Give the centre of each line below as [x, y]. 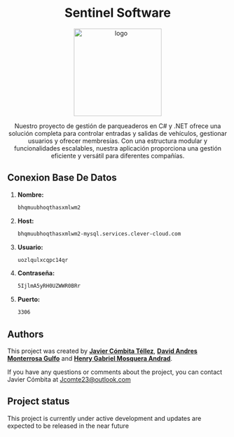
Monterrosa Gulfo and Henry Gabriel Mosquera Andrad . [90, 358]
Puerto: [29, 300]
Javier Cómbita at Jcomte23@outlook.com [69, 379]
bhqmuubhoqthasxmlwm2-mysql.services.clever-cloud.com [99, 234]
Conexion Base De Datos [62, 178]
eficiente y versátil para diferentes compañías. [118, 155]
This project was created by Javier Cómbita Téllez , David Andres [102, 351]
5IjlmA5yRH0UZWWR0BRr [49, 286]
